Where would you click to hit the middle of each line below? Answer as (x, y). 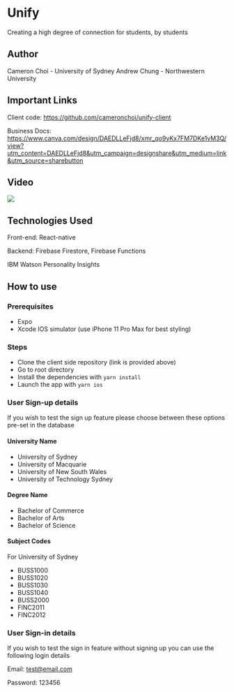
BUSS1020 (33, 578)
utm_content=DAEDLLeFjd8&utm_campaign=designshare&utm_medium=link (117, 153)
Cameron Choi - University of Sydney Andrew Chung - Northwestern (106, 71)
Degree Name (28, 495)
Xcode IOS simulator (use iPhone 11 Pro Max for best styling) (104, 329)
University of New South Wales (62, 471)
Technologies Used (50, 220)
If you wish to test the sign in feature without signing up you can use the (111, 648)
